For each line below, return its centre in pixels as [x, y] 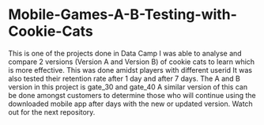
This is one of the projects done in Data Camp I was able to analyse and [125, 53]
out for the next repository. [52, 112]
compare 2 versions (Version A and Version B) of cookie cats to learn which [132, 62]
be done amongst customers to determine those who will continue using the [132, 95]
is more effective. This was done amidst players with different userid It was [130, 70]
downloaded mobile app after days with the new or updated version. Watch [130, 104]
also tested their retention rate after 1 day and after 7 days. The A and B [124, 78]
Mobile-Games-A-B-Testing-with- [123, 15]
